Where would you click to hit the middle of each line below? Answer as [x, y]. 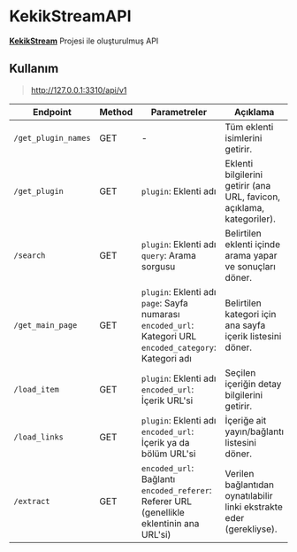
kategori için [251, 314]
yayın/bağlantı [255, 431]
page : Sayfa [164, 303]
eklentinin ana [170, 523]
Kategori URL [169, 336]
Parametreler [179, 112]
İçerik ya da [165, 442]
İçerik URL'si [167, 400]
